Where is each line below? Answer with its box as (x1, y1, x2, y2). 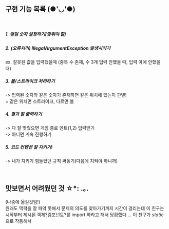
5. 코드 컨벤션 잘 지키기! (5, 144, 53, 150)
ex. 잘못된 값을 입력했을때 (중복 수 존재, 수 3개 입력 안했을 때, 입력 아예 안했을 (5, 59, 161, 65)
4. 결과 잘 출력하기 (5, 111, 42, 117)
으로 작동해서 (5, 218, 32, 224)
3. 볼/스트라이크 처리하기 (5, 78, 55, 84)
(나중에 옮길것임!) (5, 199, 41, 205)
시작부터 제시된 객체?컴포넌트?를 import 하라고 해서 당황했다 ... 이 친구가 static (5, 212, 164, 218)
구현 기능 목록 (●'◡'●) (5, 5, 76, 14)
